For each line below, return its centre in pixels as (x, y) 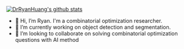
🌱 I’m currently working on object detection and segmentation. (93, 27)
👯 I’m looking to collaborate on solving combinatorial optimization (97, 33)
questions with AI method (47, 40)
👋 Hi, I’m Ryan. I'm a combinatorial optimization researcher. (88, 21)
